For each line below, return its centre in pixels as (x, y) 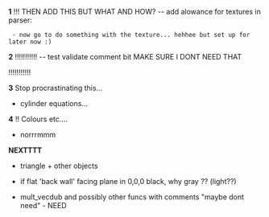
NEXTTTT (25, 150)
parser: (20, 20)
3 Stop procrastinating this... (56, 88)
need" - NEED (43, 205)
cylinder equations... (54, 103)
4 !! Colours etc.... (38, 119)
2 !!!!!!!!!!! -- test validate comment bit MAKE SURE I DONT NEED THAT (125, 57)
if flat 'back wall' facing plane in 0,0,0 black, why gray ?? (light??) (128, 181)
